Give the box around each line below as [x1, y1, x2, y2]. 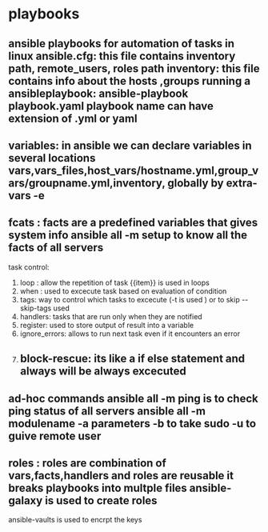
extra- [226, 176, 258, 190]
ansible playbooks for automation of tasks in [8, 37, 234, 50]
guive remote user [8, 429, 102, 442]
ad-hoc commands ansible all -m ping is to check [8, 391, 258, 405]
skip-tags [19, 303, 52, 313]
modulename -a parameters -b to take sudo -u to [8, 417, 257, 430]
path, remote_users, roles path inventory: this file [8, 62, 260, 75]
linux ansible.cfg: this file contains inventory [8, 49, 236, 62]
